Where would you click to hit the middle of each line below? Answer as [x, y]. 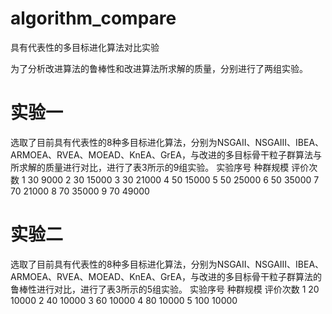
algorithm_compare [93, 18]
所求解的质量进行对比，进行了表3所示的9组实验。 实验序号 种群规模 [150, 167]
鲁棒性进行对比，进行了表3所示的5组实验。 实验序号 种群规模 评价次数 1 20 [165, 289]
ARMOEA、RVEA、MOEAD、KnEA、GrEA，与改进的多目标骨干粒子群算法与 [166, 154]
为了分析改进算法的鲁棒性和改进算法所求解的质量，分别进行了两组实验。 [159, 68]
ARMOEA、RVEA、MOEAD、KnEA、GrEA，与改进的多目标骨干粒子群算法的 [166, 276]
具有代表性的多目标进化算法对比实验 [85, 47]
